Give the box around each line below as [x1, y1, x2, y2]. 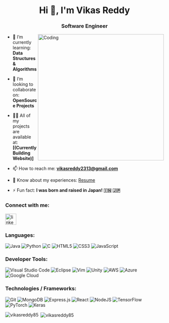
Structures [12, 56, 36, 62]
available [12, 134, 31, 140]
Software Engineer [61, 23, 108, 30]
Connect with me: [5, 202, 50, 209]
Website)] [12, 155, 34, 161]
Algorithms [12, 66, 37, 72]
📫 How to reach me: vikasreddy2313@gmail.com [12, 166, 118, 172]
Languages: [5, 232, 35, 239]
